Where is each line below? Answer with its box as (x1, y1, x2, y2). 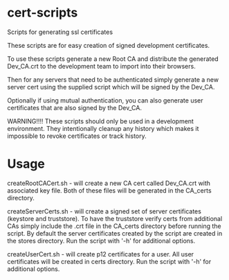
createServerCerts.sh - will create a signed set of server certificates (7, 207, 202, 216)
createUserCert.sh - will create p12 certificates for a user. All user (7, 250, 194, 258)
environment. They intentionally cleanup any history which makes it (7, 124, 199, 132)
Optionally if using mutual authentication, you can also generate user (7, 96, 203, 105)
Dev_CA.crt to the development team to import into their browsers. (7, 62, 196, 70)
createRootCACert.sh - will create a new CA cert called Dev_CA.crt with (7, 179, 211, 187)
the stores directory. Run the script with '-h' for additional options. (7, 236, 196, 245)
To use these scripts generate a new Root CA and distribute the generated (7, 54, 219, 63)
